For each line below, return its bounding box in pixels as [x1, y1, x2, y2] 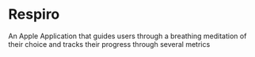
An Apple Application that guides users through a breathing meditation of [8, 31, 247, 41]
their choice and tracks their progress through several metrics [8, 39, 211, 48]
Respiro [8, 5, 60, 23]
